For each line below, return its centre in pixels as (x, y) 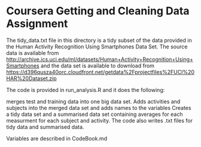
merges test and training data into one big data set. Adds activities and (93, 101)
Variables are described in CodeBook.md (57, 138)
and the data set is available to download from (98, 65)
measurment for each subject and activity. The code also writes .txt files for (100, 120)
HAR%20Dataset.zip (31, 78)
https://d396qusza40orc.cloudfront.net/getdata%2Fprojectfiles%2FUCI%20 (100, 72)
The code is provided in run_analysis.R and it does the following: (86, 90)
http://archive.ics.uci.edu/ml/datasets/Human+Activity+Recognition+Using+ (100, 59)
